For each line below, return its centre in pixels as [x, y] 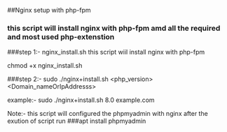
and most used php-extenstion [61, 36]
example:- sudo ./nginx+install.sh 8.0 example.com [81, 100]
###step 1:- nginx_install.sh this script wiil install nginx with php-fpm [106, 52]
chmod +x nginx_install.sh [45, 66]
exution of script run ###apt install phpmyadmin [77, 121]
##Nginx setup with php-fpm [49, 10]
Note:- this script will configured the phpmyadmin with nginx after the [108, 114]
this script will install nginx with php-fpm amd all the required [114, 28]
